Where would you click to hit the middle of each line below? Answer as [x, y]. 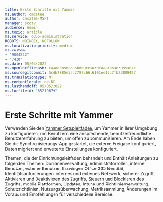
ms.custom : [16, 50]
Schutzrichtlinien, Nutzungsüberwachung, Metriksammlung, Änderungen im [81, 189]
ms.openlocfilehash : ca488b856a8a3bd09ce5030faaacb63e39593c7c [71, 68]
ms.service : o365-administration [39, 37]
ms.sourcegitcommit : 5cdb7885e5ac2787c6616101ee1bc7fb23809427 [71, 73]
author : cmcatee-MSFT [27, 18]
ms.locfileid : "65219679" [31, 91]
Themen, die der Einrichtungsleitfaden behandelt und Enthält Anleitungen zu [81, 158]
